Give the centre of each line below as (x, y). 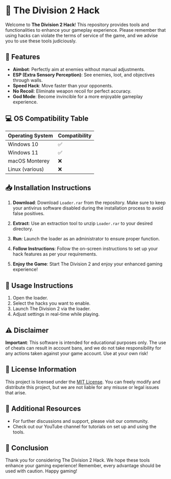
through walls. (28, 80)
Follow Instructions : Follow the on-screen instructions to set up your (85, 249)
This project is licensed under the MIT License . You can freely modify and (83, 382)
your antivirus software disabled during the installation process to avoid (88, 208)
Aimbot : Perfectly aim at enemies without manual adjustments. (79, 69)
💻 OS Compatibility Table (47, 119)
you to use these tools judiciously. (41, 41)
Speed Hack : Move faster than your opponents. (63, 85)
